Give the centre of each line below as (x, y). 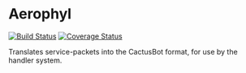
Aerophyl (40, 14)
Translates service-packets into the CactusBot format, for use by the (123, 51)
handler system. (35, 60)
